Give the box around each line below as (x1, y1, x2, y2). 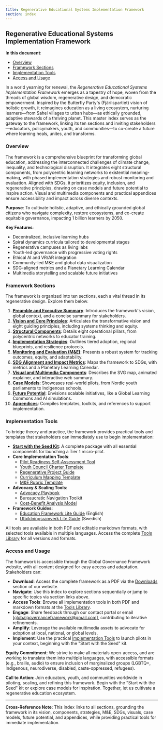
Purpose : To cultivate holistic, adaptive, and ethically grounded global (5, 204, 145, 210)
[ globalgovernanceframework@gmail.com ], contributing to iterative (12, 614, 147, 620)
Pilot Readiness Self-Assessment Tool (19, 459, 96, 465)
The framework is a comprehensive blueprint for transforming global (5, 154, 142, 160)
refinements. (12, 620, 38, 626)
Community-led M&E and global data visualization (12, 259, 112, 265)
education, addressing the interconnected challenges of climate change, (5, 159, 150, 165)
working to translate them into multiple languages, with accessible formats (5, 655, 154, 661)
